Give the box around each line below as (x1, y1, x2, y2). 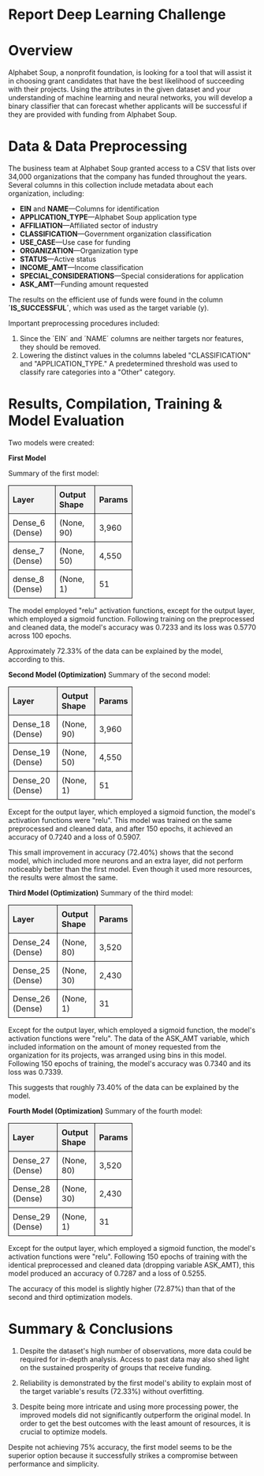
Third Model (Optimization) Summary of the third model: (8, 888, 194, 897)
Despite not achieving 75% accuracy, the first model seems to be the (8, 1442, 232, 1452)
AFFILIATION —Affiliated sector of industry (19, 221, 158, 231)
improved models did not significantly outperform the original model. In (19, 1410, 251, 1419)
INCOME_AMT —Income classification (19, 263, 144, 272)
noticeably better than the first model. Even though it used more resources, (8, 865, 252, 873)
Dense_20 (13, 776, 51, 786)
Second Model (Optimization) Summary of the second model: (8, 670, 211, 679)
